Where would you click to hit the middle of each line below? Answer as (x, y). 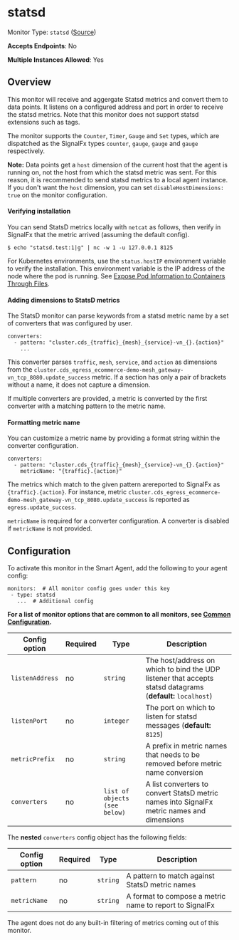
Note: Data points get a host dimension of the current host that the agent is (117, 164)
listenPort (29, 721)
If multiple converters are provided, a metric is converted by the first (107, 399)
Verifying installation (39, 211)
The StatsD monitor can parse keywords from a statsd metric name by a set (118, 316)
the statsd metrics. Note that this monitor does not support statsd (103, 114)
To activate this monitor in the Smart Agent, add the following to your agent (117, 568)
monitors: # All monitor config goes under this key (89, 589)
